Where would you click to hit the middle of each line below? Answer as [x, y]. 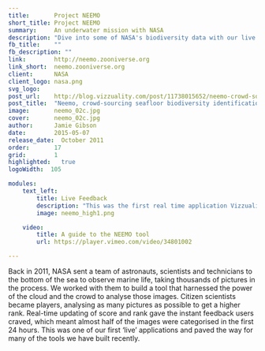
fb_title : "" [35, 45]
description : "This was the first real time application [132, 206]
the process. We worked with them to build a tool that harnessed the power [131, 288]
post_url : [24, 96]
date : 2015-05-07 [49, 133]
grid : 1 [33, 155]
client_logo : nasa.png [45, 81]
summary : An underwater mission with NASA [86, 30]
